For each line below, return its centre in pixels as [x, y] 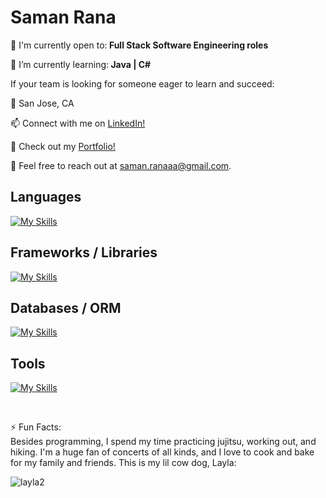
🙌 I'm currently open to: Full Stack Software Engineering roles [139, 45]
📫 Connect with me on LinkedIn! [78, 123]
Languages [46, 197]
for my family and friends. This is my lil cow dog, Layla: [123, 463]
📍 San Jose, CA [42, 103]
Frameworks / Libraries [84, 252]
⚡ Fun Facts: [36, 427]
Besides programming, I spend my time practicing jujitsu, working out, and [163, 442]
